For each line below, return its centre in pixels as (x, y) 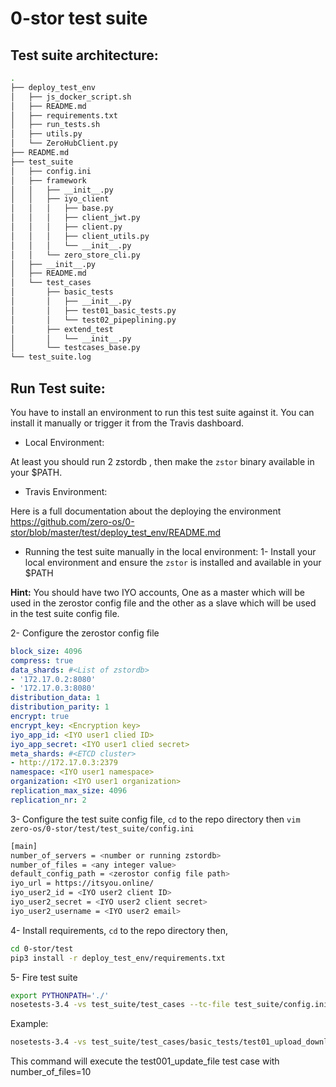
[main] (24, 846)
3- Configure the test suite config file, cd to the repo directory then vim (155, 819)
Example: (29, 1024)
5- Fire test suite (44, 977)
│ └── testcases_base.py (75, 348)
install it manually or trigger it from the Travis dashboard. (127, 423)
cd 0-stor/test (42, 948)
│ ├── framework (48, 180)
